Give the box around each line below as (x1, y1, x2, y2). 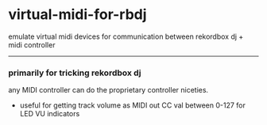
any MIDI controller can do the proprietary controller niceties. (8, 85, 209, 95)
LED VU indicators (19, 109, 80, 119)
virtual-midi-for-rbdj (8, 6, 147, 24)
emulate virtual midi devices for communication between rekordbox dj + (8, 32, 244, 41)
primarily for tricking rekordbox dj (8, 67, 141, 78)
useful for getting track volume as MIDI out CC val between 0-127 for (19, 100, 246, 110)
